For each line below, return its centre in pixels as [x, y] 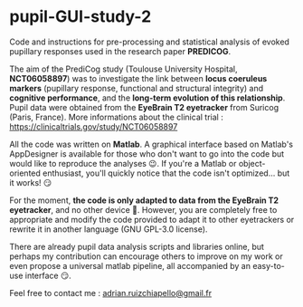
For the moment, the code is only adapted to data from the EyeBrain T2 [144, 200]
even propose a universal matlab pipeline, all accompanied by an [130, 265]
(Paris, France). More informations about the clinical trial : [116, 117]
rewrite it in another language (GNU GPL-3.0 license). [109, 229]
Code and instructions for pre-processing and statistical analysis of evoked [149, 42]
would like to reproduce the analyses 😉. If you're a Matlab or [123, 163]
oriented [25, 173]
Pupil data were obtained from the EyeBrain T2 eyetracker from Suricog [144, 107]
